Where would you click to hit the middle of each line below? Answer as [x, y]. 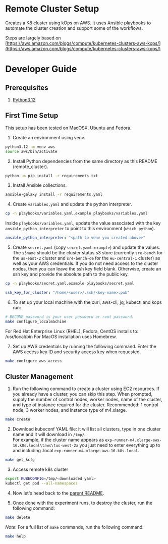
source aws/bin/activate [31, 151]
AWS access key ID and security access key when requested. [77, 352]
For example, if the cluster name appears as [58, 440]
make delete [18, 517]
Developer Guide [41, 69]
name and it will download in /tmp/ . [49, 434]
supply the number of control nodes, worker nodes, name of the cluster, [87, 400]
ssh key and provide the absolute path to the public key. [71, 274]
